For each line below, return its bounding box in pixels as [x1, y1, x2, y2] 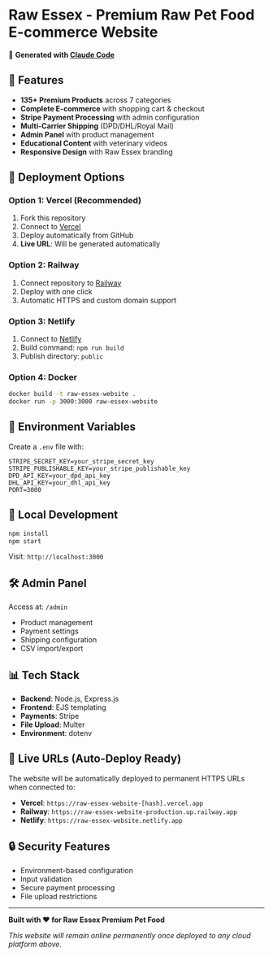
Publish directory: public [19, 351, 104, 361]
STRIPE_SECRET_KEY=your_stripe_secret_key [8, 457, 154, 465]
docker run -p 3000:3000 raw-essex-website [8, 398, 158, 406]
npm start [8, 537, 42, 546]
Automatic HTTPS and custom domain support [19, 295, 177, 305]
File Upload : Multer [19, 720, 85, 729]
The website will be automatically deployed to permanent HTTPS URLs [8, 773, 245, 783]
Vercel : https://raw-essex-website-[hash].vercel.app [19, 798, 204, 807]
